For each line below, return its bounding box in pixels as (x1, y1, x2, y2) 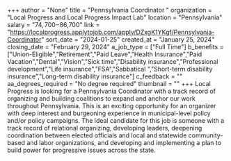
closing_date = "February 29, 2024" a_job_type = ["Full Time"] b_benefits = (7, 43, 224, 51)
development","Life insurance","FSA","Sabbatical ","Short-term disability (7, 65, 213, 73)
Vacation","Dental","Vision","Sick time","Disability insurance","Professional (7, 58, 218, 65)
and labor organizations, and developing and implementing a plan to (26, 139, 221, 146)
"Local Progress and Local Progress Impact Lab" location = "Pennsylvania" (7, 13, 223, 22)
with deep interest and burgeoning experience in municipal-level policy (7, 109, 211, 117)
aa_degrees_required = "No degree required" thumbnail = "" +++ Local (7, 80, 211, 87)
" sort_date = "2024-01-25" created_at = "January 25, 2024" (41, 35, 215, 44)
